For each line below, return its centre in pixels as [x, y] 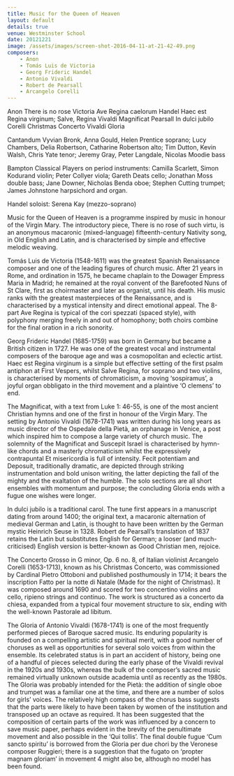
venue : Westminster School [46, 33]
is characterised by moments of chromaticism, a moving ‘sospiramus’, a [110, 379]
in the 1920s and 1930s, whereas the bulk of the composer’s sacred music [114, 670]
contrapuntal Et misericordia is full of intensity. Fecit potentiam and [103, 459]
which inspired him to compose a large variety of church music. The [105, 437]
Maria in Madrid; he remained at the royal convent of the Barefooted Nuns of [117, 283]
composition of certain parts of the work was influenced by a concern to [111, 722]
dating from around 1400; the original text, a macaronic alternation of [107, 517]
